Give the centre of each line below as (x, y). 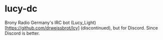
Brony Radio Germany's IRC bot (37, 22)
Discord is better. (22, 33)
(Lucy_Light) (83, 22)
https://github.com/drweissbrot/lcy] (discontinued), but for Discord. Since (82, 27)
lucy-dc (21, 9)
